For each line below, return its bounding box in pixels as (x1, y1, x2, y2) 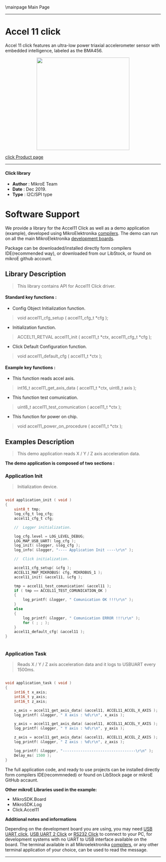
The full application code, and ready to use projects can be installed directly (5, 766, 160, 772)
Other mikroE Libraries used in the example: (5, 786, 97, 792)
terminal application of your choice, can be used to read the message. (5, 847, 148, 853)
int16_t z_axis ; (14, 699, 48, 704)
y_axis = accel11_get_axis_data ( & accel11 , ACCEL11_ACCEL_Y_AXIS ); (14, 721, 158, 726)
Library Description (5, 270, 66, 278)
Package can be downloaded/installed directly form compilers (5, 245, 132, 251)
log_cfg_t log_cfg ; (14, 511, 54, 516)
